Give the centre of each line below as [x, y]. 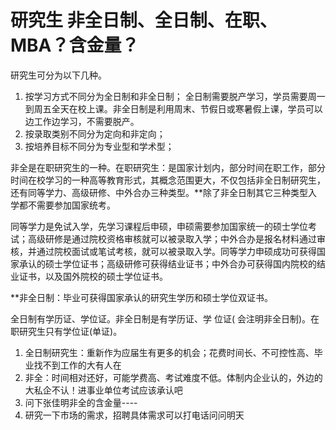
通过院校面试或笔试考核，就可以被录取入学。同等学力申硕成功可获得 [176, 251]
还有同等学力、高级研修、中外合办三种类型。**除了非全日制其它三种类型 [159, 192]
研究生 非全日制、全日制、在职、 [144, 20]
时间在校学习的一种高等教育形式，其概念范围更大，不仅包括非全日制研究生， [168, 180]
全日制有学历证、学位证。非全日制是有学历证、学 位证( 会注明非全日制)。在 [165, 318]
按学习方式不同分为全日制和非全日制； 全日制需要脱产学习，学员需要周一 [175, 96]
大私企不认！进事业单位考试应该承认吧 [103, 390]
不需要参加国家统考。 [71, 205]
